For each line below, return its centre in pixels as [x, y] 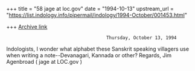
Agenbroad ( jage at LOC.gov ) [44, 62]
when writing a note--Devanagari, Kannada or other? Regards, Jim [89, 55]
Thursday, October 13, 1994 [141, 38]
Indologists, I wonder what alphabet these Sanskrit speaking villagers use [97, 49]
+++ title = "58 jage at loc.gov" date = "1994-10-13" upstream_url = [90, 9]
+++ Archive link [27, 27]
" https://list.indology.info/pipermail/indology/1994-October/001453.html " [97, 15]
